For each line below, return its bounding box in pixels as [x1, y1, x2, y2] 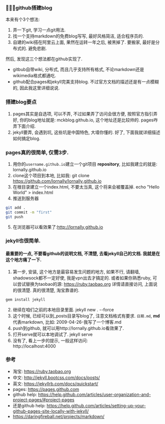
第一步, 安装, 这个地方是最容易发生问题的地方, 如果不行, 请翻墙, [12, 269, 140, 274]
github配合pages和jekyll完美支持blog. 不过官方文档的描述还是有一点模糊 [12, 79, 159, 85]
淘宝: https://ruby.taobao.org [12, 368, 71, 374]
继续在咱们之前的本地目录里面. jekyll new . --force [12, 307, 114, 312]
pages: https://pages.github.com [12, 386, 80, 392]
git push [5, 214, 24, 219]
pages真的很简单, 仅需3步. [5, 149, 69, 156]
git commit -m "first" [5, 210, 52, 215]
